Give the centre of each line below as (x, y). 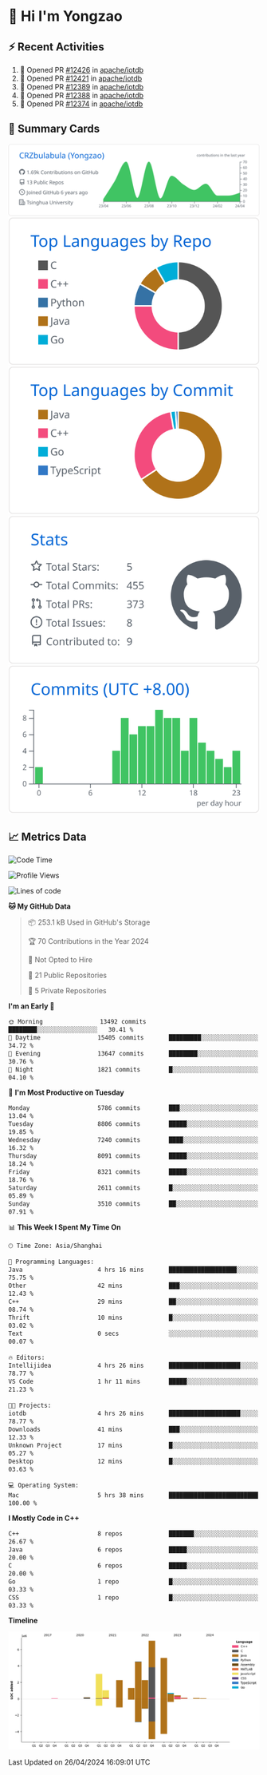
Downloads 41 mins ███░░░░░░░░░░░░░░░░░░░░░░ (133, 1430)
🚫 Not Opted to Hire (60, 960)
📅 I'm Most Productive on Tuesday (67, 1092)
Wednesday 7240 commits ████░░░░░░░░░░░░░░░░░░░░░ (133, 1140)
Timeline (23, 1621)
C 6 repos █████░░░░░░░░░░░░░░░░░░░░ (133, 1566)
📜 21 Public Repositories (67, 975)
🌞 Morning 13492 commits (77, 1022)
